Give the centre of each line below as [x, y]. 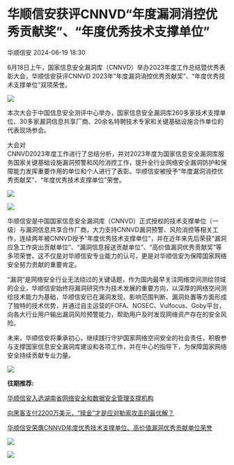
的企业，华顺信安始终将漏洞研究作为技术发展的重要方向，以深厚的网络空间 [114, 288]
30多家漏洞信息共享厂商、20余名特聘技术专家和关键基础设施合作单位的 [122, 121]
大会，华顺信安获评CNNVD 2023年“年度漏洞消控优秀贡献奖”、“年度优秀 [116, 76]
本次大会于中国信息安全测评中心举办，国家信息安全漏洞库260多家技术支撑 [114, 112]
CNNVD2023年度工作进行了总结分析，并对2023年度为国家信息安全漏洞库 [113, 154]
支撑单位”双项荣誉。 [42, 84]
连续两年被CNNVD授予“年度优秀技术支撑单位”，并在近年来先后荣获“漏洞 [123, 238]
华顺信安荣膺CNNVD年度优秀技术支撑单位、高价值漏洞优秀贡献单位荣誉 [110, 427]
